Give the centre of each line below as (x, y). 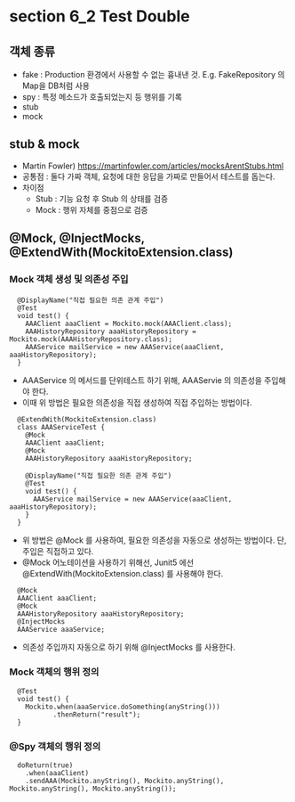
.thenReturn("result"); (97, 715)
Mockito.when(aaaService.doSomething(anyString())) (123, 707)
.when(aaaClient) (57, 773)
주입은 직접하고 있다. (58, 551)
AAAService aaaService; (61, 629)
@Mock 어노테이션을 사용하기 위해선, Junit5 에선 (108, 562)
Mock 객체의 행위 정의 (54, 672)
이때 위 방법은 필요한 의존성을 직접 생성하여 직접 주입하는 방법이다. (137, 402)
